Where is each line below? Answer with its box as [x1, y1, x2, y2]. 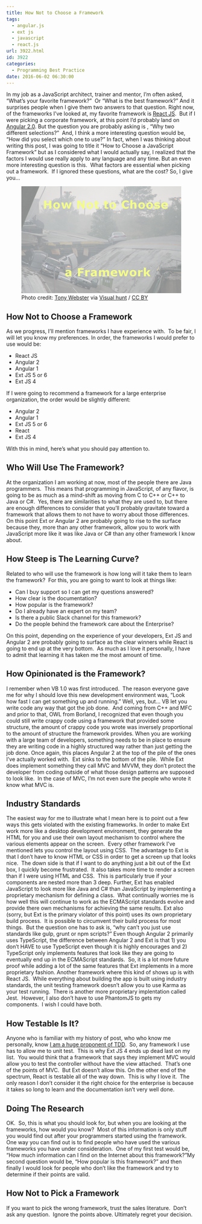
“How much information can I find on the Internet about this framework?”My [6, 1151, 195, 1159]
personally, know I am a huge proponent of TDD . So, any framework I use [6, 1041, 190, 1048]
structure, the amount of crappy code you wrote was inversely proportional [6, 723, 193, 731]
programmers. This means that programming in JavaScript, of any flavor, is [6, 485, 194, 492]
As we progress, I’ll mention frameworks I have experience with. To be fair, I [6, 328, 196, 335]
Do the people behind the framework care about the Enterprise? [14, 620, 174, 627]
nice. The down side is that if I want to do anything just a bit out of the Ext [6, 860, 191, 867]
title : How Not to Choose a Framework [6, 10, 104, 16]
